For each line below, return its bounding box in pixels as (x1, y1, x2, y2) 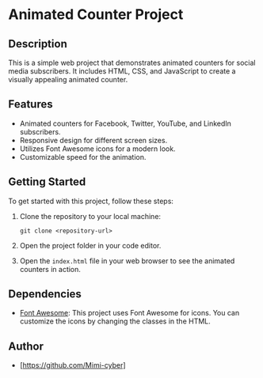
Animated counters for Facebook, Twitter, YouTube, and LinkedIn (19, 119, 232, 128)
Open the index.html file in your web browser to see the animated (19, 255, 235, 266)
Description (8, 37, 67, 51)
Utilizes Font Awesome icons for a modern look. (19, 144, 176, 153)
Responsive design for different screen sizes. (19, 135, 168, 145)
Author (8, 339, 44, 353)
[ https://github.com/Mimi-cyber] (19, 361, 126, 370)
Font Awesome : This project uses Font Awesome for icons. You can (19, 308, 240, 318)
